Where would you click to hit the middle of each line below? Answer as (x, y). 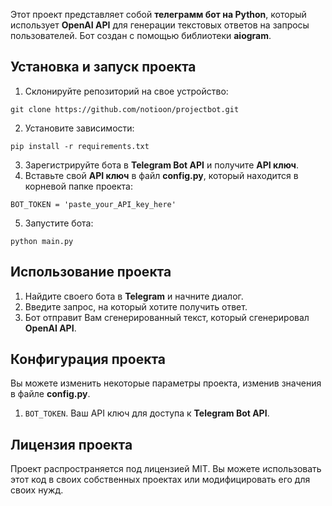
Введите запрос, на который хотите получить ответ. (136, 306)
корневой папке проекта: (79, 186)
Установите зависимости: (79, 128)
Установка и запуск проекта (103, 67)
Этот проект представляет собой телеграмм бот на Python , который (158, 14)
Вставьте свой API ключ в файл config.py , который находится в (161, 175)
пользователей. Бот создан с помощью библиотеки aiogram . (141, 35)
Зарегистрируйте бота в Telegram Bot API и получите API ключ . (162, 165)
